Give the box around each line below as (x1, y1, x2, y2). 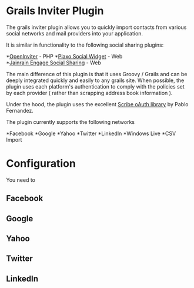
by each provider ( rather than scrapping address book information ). (6, 89, 173, 96)
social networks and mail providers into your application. (6, 30, 143, 37)
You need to (6, 176, 35, 184)
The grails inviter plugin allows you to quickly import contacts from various (6, 24, 187, 31)
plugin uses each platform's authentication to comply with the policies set (6, 83, 185, 90)
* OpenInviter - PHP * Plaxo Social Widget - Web (6, 53, 123, 60)
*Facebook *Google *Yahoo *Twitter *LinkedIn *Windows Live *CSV (6, 130, 176, 137)
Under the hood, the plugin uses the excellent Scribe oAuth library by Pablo (6, 100, 189, 107)
